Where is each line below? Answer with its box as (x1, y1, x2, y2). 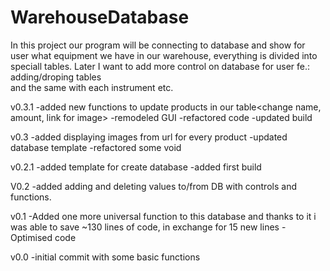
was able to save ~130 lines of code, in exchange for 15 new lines (10, 221, 280, 233)
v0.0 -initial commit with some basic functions (10, 251, 201, 263)
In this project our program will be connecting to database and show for (10, 39, 306, 51)
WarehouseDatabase (10, 6, 190, 29)
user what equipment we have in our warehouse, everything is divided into (10, 49, 318, 61)
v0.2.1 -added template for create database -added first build (10, 161, 262, 173)
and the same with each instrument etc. (10, 81, 174, 93)
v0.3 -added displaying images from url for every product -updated (10, 131, 288, 143)
